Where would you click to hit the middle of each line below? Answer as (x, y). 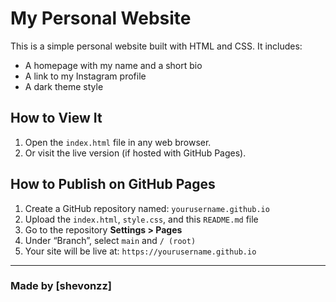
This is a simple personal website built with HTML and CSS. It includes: (156, 46)
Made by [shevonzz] (61, 286)
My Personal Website (101, 18)
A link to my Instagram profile (85, 76)
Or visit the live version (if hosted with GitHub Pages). (135, 153)
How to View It (56, 118)
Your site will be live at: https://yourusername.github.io (140, 251)
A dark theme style (64, 86)
